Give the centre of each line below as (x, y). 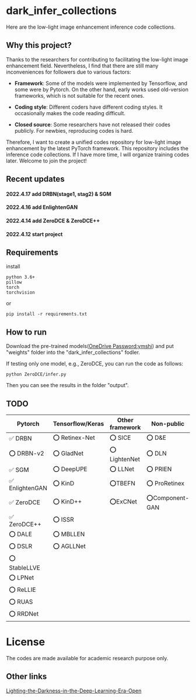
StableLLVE (25, 567)
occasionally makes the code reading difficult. (70, 113)
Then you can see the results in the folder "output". (68, 385)
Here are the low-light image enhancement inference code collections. (91, 27)
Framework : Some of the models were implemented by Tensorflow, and (101, 83)
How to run (27, 332)
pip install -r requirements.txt (47, 314)
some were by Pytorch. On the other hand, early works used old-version (101, 89)
